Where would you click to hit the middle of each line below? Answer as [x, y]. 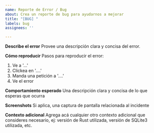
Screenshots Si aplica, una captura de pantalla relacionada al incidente [77, 105]
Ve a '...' [20, 66]
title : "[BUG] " [22, 19]
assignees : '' [20, 28]
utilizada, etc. [19, 126]
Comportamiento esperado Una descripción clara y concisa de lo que [77, 91]
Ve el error [23, 81]
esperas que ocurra [25, 96]
